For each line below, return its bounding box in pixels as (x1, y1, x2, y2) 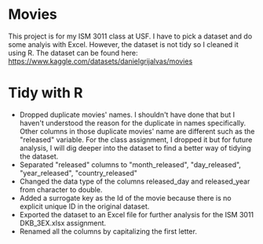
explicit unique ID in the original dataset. (19, 202, 150, 211)
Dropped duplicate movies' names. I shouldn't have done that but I (19, 110, 236, 119)
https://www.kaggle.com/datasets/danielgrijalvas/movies (8, 56, 193, 66)
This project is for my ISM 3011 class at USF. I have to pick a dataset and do (8, 31, 253, 41)
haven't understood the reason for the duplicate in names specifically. (19, 118, 247, 127)
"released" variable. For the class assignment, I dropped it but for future (19, 135, 253, 144)
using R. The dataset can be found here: (8, 48, 139, 57)
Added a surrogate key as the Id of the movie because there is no (19, 193, 232, 202)
